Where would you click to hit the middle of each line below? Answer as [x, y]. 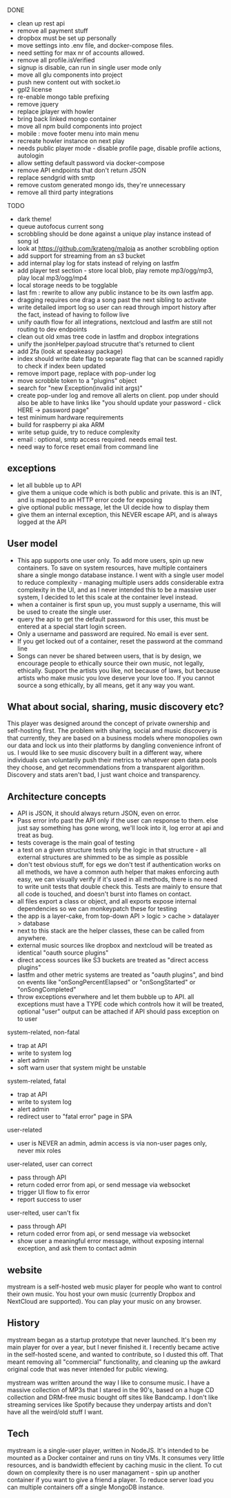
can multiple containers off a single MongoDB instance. [86, 1487]
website [25, 1270]
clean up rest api [41, 23]
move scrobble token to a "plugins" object [77, 381]
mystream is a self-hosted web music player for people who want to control [114, 1287]
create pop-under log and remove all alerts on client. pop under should [118, 395]
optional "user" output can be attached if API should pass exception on [118, 1011]
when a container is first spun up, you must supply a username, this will [119, 604]
